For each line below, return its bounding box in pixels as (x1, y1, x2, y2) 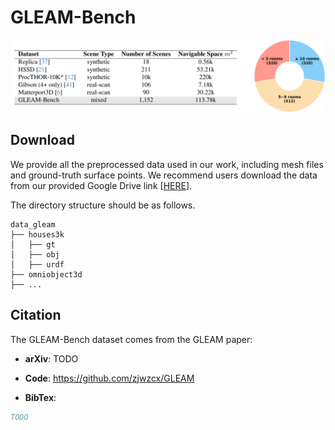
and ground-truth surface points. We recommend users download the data (10, 169, 318, 181)
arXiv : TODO (24, 352, 79, 365)
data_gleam (10, 219, 56, 230)
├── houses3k (10, 229, 65, 240)
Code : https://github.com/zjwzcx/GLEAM (24, 372, 195, 384)
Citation (10, 307, 62, 324)
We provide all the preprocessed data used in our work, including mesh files (10, 158, 324, 170)
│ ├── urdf (10, 259, 65, 270)
